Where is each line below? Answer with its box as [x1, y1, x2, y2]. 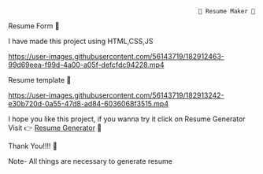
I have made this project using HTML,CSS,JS [8, 36, 154, 46]
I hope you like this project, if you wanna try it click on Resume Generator [8, 114, 246, 124]
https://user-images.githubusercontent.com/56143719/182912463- [8, 52, 224, 61]
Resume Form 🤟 [8, 21, 60, 31]
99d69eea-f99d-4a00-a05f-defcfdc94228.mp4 [8, 60, 165, 69]
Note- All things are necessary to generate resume [8, 157, 173, 165]
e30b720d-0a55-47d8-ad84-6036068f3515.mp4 [8, 99, 169, 108]
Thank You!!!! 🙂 [8, 142, 57, 150]
